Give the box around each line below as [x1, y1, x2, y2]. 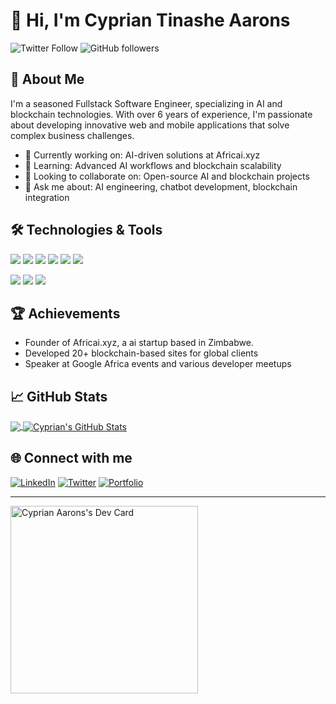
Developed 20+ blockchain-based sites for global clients [24, 347, 259, 359]
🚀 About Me [10, 71, 85, 88]
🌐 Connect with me [10, 450, 133, 467]
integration [24, 191, 70, 203]
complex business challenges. [10, 129, 135, 141]
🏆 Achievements [10, 305, 121, 322]
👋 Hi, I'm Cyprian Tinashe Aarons [10, 9, 291, 32]
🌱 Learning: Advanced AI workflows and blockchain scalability [24, 159, 282, 171]
